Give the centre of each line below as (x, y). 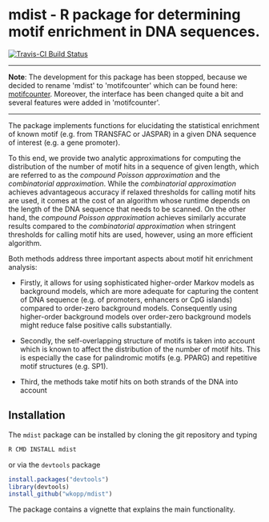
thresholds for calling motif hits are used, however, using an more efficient (131, 235)
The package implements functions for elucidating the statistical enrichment (134, 125)
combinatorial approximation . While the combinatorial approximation (122, 183)
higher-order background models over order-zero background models (135, 316)
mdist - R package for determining (124, 15)
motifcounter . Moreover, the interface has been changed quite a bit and (126, 94)
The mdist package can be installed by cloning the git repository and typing (133, 435)
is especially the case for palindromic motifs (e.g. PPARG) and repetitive (139, 357)
